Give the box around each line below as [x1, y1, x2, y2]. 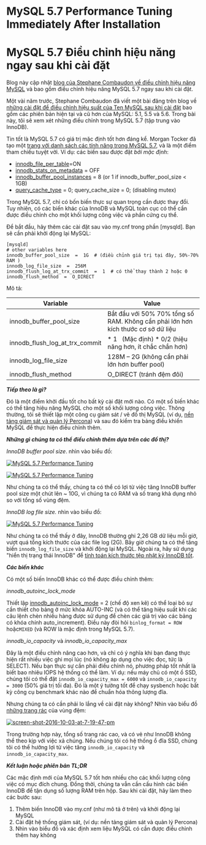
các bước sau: [6, 793, 42, 801]
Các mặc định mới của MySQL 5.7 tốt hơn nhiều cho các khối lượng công [6, 774, 191, 781]
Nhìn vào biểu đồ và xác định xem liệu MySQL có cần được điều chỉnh [15, 825, 193, 833]
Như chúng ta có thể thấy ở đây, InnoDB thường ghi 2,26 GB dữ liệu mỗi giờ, [6, 532, 198, 540]
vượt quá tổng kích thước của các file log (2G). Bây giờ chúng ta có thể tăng [6, 539, 198, 546]
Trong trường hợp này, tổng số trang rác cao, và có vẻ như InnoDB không [6, 731, 191, 738]
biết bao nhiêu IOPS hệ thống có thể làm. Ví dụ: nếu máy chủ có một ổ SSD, [6, 669, 197, 676]
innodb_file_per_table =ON [15, 160, 82, 168]
